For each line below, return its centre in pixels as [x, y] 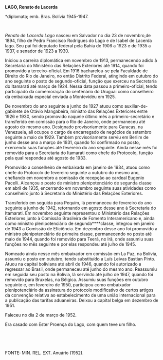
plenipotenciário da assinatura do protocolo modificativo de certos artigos [79, 290]
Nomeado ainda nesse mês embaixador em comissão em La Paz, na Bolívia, [81, 254]
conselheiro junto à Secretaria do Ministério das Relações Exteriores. [74, 193]
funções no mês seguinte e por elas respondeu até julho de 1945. [71, 244]
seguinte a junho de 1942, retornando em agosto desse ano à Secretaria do [81, 208]
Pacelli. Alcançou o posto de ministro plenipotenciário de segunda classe [78, 183]
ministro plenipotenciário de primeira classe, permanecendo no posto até [79, 234]
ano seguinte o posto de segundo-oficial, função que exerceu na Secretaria [81, 81]
